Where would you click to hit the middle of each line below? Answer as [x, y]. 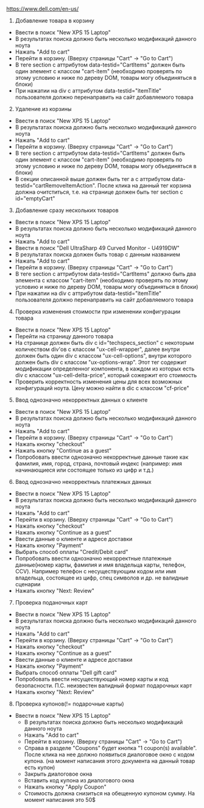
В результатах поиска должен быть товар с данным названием [98, 254]
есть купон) [40, 767]
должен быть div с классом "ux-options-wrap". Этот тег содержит [101, 362]
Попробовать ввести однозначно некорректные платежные [93, 558]
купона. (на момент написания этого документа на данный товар [110, 761]
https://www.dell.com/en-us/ [43, 9]
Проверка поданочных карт [51, 602]
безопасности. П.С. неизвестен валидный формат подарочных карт [104, 686]
